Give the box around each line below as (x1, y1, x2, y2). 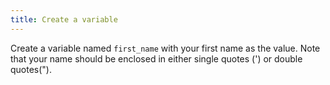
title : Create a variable (10, 14, 118, 25)
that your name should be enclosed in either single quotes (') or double (10, 52, 303, 65)
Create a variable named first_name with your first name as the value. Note (10, 42, 321, 54)
